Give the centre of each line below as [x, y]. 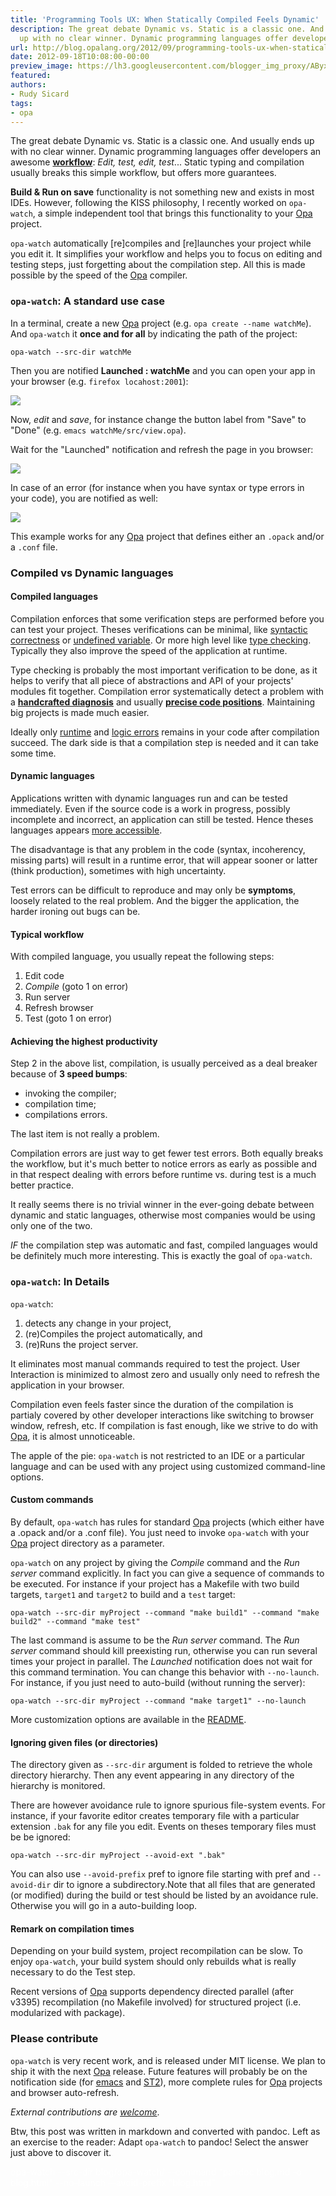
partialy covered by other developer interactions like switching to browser [162, 1415]
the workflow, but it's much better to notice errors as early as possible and [163, 1164]
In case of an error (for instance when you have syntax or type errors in [157, 487]
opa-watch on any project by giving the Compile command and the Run [155, 1562]
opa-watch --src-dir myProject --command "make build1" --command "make [165, 1612]
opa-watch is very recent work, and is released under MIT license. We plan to [168, 2060]
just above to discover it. [61, 2152]
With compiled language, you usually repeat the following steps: [142, 957]
